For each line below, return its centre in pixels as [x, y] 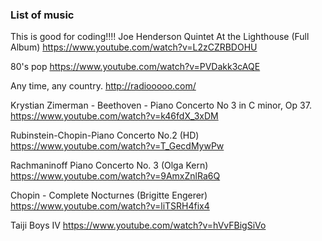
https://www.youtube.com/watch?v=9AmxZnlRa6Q [115, 176]
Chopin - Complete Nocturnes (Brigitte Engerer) [109, 195]
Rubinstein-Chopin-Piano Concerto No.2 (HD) [105, 135]
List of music [42, 15]
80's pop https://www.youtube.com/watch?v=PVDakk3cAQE [135, 67]
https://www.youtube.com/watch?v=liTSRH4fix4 [110, 206]
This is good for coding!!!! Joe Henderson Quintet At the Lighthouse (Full [160, 37]
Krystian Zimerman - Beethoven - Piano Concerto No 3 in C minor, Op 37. [161, 105]
